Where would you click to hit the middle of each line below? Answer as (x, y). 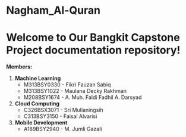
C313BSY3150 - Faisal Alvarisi (60, 116)
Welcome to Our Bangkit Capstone (93, 38)
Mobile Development (41, 123)
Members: (19, 67)
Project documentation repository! (93, 50)
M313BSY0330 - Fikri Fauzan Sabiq (67, 85)
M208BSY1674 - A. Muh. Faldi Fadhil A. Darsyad (83, 97)
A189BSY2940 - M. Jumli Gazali (63, 129)
